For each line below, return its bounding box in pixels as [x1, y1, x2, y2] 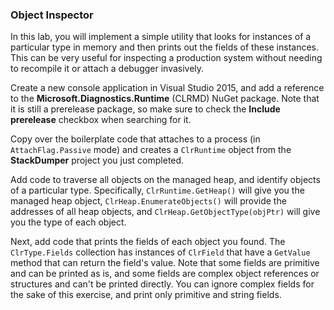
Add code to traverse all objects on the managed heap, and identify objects [10, 174, 321, 186]
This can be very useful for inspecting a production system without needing [10, 52, 323, 64]
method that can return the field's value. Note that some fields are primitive [10, 257, 320, 269]
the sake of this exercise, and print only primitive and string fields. [10, 289, 282, 301]
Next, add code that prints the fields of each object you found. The [10, 236, 286, 248]
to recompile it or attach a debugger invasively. [10, 63, 205, 75]
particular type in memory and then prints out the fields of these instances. [10, 41, 320, 53]
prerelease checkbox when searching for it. [10, 114, 192, 126]
